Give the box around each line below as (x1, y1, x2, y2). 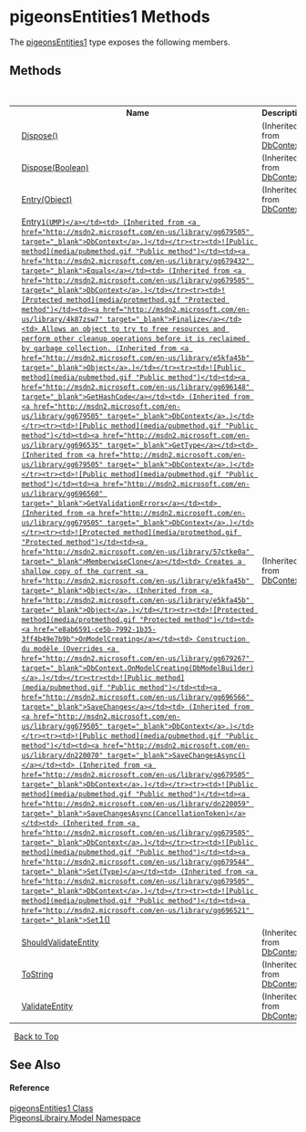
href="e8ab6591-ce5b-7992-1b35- (33, 625, 157, 635)
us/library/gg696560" (21, 490, 104, 499)
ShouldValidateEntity (21, 937, 99, 948)
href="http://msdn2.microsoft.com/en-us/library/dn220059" (21, 800, 250, 809)
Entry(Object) (21, 194, 73, 204)
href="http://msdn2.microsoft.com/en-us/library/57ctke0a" (21, 547, 250, 557)
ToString (21, 969, 54, 980)
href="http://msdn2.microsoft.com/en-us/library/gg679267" (21, 654, 250, 663)
